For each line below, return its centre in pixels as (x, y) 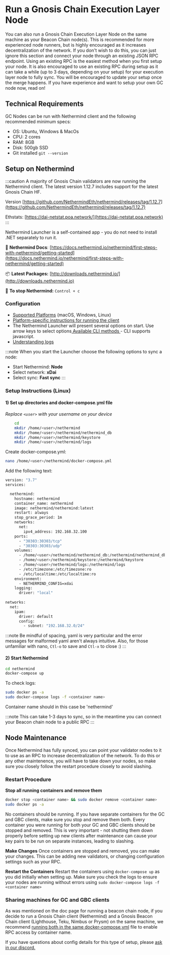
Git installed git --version (40, 153)
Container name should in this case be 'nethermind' (59, 707)
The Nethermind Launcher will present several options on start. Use (83, 325)
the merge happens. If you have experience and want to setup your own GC (84, 83)
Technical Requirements (45, 104)
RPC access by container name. (38, 932)
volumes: (24, 550)
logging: (24, 588)
